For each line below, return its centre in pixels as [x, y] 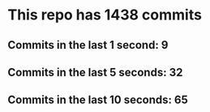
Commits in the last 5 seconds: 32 [95, 72]
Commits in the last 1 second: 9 [88, 45]
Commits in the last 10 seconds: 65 [98, 100]
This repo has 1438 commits [105, 15]
